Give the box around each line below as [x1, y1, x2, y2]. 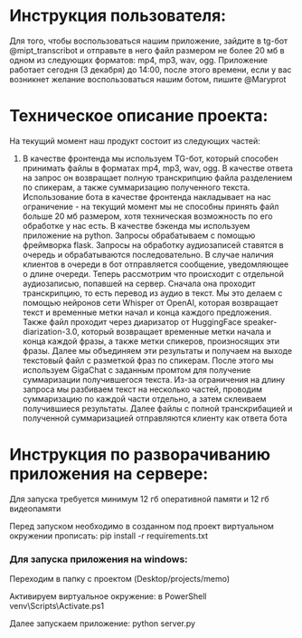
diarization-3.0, [22, 326, 80, 337]
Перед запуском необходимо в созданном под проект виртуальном [9, 520, 274, 531]
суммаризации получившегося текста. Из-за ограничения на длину [22, 374, 286, 385]
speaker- [243, 316, 278, 327]
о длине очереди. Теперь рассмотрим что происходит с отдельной [22, 268, 285, 279]
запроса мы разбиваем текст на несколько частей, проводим [22, 384, 263, 395]
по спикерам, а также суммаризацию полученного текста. [22, 182, 250, 193]
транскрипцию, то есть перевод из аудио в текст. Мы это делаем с [22, 287, 283, 299]
